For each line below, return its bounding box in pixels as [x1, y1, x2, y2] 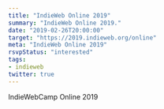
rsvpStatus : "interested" [8, 48, 93, 56]
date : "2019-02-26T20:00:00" [8, 26, 104, 34]
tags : [8, 56, 26, 64]
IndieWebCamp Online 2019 [8, 92, 99, 101]
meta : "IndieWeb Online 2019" [8, 41, 108, 49]
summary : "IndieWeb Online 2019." [8, 19, 122, 27]
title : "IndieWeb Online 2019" [8, 11, 111, 20]
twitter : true [8, 70, 55, 78]
